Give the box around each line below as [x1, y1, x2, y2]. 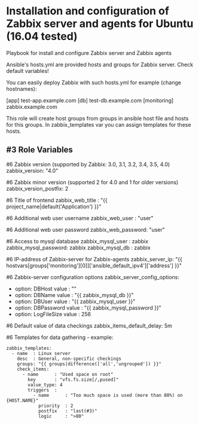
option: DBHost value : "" [14, 285, 76, 292]
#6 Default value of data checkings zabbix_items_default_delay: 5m [6, 322, 172, 329]
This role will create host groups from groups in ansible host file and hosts [6, 115, 189, 122]
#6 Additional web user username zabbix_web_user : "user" [6, 214, 154, 222]
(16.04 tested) [6, 30, 78, 43]
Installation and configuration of [6, 4, 169, 18]
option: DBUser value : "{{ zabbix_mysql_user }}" [14, 298, 136, 305]
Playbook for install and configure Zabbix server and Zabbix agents [6, 49, 172, 56]
